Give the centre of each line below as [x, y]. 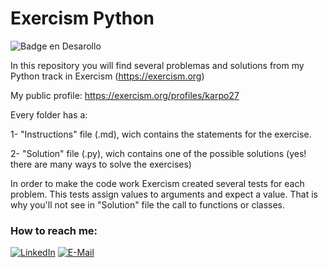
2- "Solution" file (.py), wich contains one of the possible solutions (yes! [158, 153]
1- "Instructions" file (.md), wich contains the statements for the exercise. [161, 134]
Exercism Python [82, 18]
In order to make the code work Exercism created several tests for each [157, 183]
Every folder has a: [49, 114]
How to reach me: [54, 230]
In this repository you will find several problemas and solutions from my [157, 65]
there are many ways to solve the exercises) [101, 164]
